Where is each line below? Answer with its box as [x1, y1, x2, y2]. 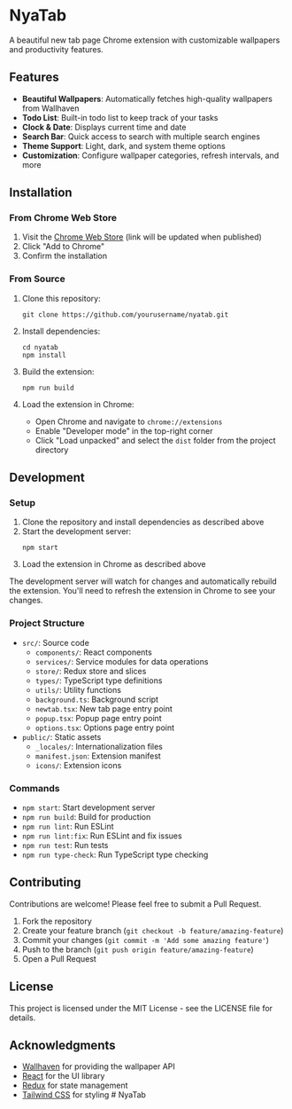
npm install [21, 350, 66, 359]
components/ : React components [35, 647, 152, 657]
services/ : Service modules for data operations [35, 656, 209, 666]
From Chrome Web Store [9, 212, 118, 224]
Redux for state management [21, 1080, 128, 1091]
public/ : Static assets [21, 731, 102, 742]
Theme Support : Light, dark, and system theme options [21, 140, 226, 151]
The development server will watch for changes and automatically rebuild [9, 576, 277, 586]
